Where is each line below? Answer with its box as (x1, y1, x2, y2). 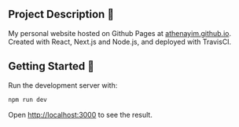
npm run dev (8, 96, 47, 103)
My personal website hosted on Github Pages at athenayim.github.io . (8, 28, 232, 38)
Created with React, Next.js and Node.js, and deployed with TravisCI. (8, 37, 232, 46)
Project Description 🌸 (8, 8, 115, 21)
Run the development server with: (8, 80, 118, 90)
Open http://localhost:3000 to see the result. (8, 110, 153, 119)
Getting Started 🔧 (8, 60, 95, 73)
